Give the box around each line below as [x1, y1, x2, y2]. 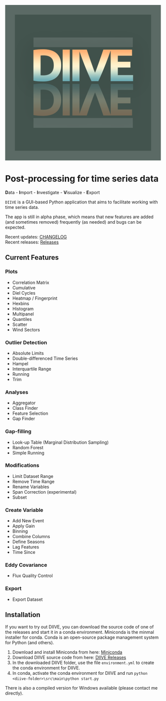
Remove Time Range [12, 478, 55, 484]
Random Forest [12, 444, 43, 450]
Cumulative [12, 284, 36, 291]
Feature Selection [12, 410, 48, 417]
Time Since [12, 549, 36, 555]
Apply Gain [12, 523, 35, 529]
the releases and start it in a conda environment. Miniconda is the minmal [5, 629, 154, 635]
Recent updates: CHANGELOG [5, 234, 67, 239]
